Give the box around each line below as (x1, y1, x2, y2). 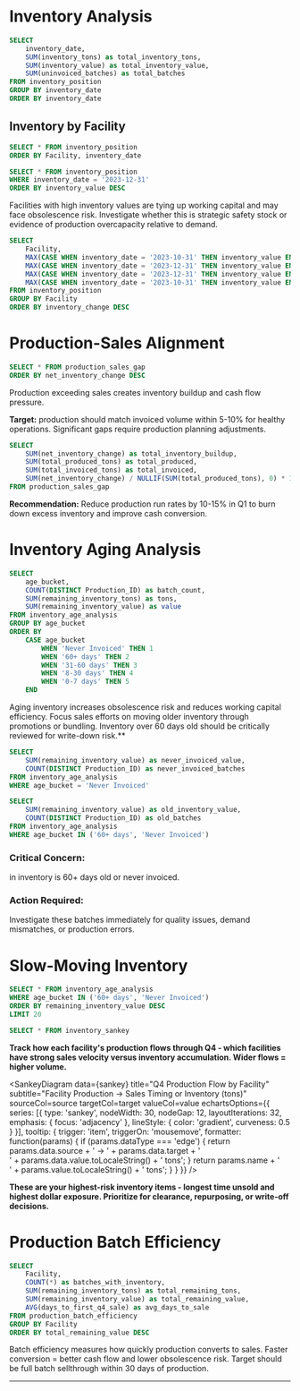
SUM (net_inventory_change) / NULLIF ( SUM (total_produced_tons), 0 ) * (25, 474, 286, 483)
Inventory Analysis (9, 6, 153, 27)
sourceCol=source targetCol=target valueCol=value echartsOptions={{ (9, 1097, 271, 1108)
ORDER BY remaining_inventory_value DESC (9, 1002, 166, 1011)
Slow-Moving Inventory (9, 955, 188, 976)
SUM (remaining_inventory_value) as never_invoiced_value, (25, 755, 246, 764)
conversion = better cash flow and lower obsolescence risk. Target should (9, 1353, 283, 1364)
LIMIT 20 (9, 1010, 42, 1019)
